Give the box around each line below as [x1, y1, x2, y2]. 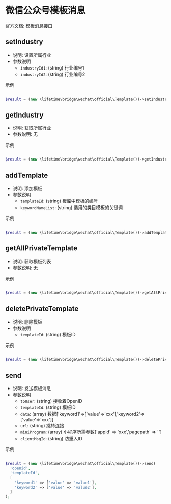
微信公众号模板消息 [5, 5, 86, 16]
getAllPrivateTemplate [5, 244, 78, 253]
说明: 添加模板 [12, 185, 42, 192]
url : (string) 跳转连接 [20, 423, 65, 429]
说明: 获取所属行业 [12, 125, 51, 131]
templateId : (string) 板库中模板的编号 [20, 198, 98, 204]
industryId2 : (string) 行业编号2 [20, 71, 85, 77]
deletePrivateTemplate [5, 305, 79, 313]
